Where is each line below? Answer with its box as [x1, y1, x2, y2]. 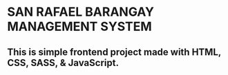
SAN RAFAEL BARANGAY [7, 4, 154, 20]
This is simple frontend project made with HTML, [7, 46, 221, 58]
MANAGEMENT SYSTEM [7, 19, 152, 34]
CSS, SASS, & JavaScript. [7, 56, 120, 69]
